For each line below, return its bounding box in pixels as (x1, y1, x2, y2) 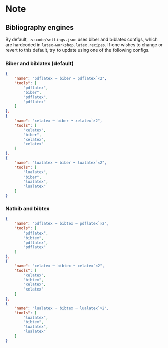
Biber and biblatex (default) (5, 60, 74, 67)
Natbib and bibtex (5, 205, 50, 212)
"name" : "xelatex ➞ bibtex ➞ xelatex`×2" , (14, 263, 105, 268)
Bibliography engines (5, 23, 74, 32)
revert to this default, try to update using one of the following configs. (5, 47, 150, 53)
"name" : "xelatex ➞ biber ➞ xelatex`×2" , (14, 118, 102, 124)
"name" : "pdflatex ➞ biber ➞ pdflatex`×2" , (14, 76, 107, 81)
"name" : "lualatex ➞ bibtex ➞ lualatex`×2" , (14, 306, 109, 311)
